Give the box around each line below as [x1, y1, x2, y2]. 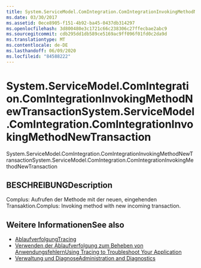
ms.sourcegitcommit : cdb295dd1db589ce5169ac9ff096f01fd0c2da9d [6, 31, 167, 37]
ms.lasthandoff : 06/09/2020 [6, 48, 77, 54]
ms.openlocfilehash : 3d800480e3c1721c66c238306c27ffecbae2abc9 [6, 25, 167, 32]
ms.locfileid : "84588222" [6, 53, 71, 59]
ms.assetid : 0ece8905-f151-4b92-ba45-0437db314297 [6, 20, 135, 26]
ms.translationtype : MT [6, 37, 66, 43]
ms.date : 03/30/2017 [6, 14, 58, 20]
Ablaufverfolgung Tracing [14, 236, 77, 243]
